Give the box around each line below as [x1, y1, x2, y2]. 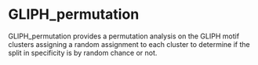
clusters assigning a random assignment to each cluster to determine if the [8, 39, 250, 49]
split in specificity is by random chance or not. [8, 48, 158, 57]
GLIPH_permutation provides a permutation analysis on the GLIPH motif [8, 31, 240, 41]
